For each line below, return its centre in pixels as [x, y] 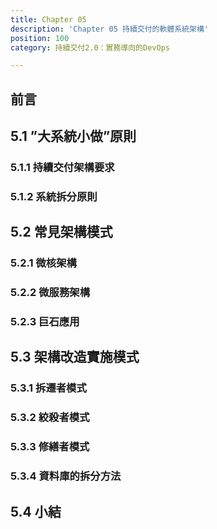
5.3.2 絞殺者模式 [50, 418]
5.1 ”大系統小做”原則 [73, 136]
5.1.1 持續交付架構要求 [62, 167]
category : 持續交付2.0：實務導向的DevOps [90, 47]
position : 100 [40, 38]
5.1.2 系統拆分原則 [54, 196]
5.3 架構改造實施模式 [75, 357]
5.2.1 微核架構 [43, 263]
